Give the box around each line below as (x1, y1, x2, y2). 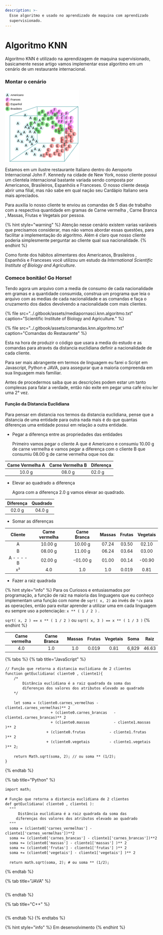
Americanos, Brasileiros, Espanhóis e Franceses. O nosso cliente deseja (5, 182, 149, 188)
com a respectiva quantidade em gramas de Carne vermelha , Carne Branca (5, 207, 158, 213)
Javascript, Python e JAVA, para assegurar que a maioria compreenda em (5, 365, 153, 370)
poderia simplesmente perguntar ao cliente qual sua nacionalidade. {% (5, 237, 147, 243)
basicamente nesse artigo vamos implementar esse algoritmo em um (5, 61, 143, 67)
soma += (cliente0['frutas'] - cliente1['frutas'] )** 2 (9, 845, 127, 850)
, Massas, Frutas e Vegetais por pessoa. (5, 212, 85, 218)
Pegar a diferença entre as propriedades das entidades (12, 431, 123, 437)
